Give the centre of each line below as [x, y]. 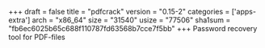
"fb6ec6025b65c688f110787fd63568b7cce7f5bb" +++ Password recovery [133, 28]
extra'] [19, 20]
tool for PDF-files [37, 37]
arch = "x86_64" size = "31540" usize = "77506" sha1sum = [131, 20]
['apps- [244, 12]
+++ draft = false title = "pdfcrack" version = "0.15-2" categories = [119, 12]
